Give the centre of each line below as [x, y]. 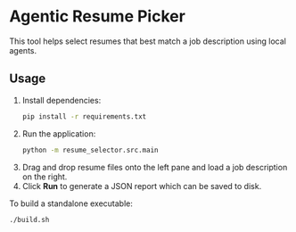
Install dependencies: [62, 100]
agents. [23, 50]
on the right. [45, 177]
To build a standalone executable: [71, 203]
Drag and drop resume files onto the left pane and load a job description [155, 167]
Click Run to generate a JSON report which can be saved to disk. [142, 186]
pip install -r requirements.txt [84, 116]
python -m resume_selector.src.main [90, 150]
